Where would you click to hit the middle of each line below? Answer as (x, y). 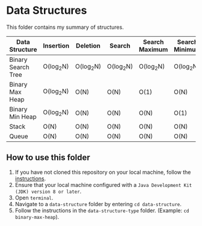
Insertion (56, 46)
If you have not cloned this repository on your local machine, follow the (103, 172)
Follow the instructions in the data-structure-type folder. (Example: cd (102, 210)
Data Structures (47, 11)
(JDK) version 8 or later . (48, 191)
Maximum (153, 49)
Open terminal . (34, 197)
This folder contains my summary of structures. (65, 27)
